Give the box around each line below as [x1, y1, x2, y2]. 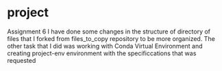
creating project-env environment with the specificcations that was [7, 49, 197, 57]
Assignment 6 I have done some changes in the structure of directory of [7, 27, 211, 35]
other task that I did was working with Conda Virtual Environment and [7, 42, 203, 50]
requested [7, 56, 36, 64]
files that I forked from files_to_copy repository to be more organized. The [7, 34, 216, 42]
